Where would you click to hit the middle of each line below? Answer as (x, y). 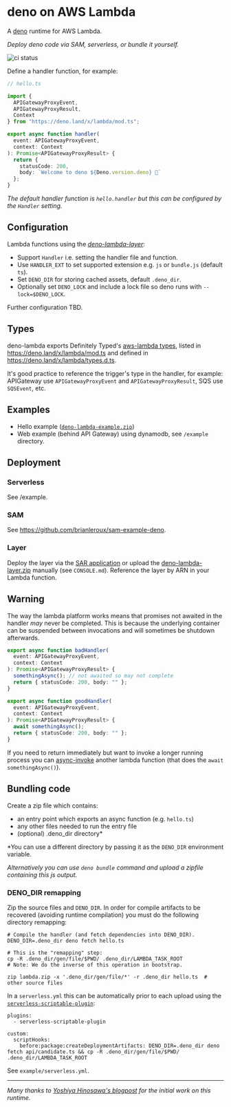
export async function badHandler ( (58, 650)
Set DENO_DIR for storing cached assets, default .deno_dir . (99, 279)
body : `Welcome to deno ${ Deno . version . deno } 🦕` (90, 173)
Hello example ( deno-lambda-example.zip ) (76, 426)
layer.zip (19, 570)
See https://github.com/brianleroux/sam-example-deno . (87, 530)
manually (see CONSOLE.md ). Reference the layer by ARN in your (121, 570)
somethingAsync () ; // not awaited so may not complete (93, 676)
